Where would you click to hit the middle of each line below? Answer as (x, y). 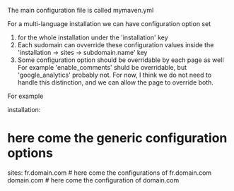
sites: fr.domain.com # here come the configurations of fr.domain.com (110, 173)
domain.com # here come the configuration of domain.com (93, 180)
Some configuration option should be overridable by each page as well (121, 60)
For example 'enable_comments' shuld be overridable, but (102, 67)
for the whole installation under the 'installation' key (93, 37)
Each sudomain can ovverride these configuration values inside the (116, 45)
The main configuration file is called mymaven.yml (81, 10)
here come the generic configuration (117, 138)
